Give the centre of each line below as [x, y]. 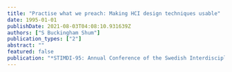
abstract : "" [26, 45]
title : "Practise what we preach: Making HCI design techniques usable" [114, 13]
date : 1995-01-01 [32, 20]
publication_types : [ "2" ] [44, 39]
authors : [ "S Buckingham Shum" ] [54, 33]
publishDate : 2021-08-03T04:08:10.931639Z [69, 26]
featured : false [30, 52]
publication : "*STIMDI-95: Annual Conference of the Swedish [97, 58]
